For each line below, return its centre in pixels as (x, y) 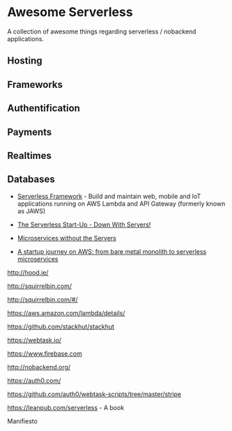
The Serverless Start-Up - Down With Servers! (84, 225)
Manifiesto (23, 421)
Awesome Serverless (70, 12)
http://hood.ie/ (28, 272)
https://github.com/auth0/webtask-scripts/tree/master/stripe (94, 394)
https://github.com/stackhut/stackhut (61, 326)
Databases (31, 180)
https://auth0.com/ (34, 380)
